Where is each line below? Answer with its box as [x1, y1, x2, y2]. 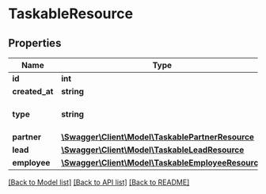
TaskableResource [8, 5, 133, 23]
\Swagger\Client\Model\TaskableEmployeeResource [60, 158, 264, 168]
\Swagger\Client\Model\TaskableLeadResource [60, 144, 245, 155]
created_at [12, 86, 54, 97]
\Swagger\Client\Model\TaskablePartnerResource [60, 131, 255, 143]
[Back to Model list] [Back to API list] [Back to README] [8, 177, 190, 187]
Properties [8, 36, 62, 50]
